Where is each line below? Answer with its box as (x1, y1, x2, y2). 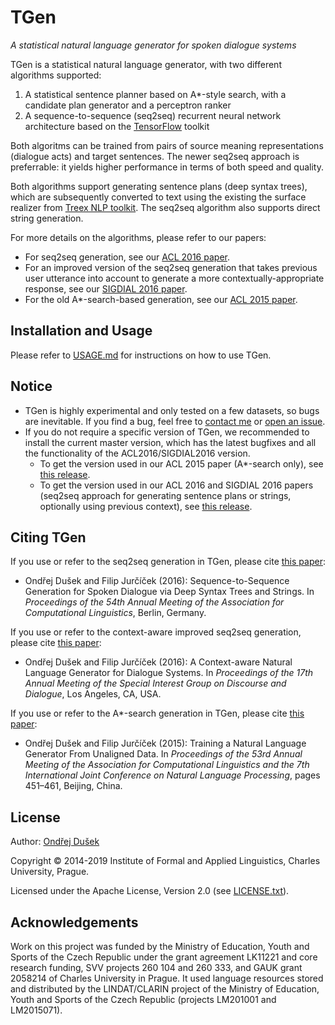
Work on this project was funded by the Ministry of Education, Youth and (10, 941, 310, 952)
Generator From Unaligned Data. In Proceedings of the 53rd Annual (24, 748, 303, 760)
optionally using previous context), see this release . (39, 500, 253, 512)
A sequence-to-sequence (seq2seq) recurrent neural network (24, 109, 282, 121)
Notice (10, 378, 53, 395)
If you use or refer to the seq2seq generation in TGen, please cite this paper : (10, 556, 326, 568)
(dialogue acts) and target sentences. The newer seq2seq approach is (10, 150, 300, 162)
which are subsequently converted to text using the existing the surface (10, 191, 307, 203)
